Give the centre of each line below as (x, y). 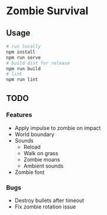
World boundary (34, 134)
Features (19, 115)
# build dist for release (38, 63)
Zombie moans (42, 159)
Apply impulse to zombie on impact (58, 128)
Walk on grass (41, 153)
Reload (32, 147)
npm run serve (24, 58)
